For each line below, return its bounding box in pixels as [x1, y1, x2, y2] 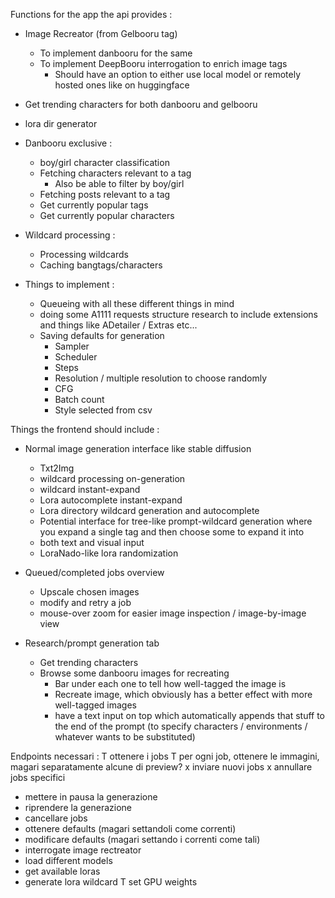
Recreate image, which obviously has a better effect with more [54, 689, 313, 700]
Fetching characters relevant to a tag [39, 167, 192, 179]
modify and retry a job [39, 597, 132, 608]
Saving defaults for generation [39, 330, 165, 341]
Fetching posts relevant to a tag [39, 189, 171, 200]
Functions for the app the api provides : [10, 9, 173, 20]
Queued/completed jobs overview [24, 567, 165, 578]
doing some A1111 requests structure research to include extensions [39, 309, 318, 320]
